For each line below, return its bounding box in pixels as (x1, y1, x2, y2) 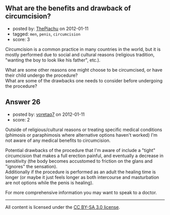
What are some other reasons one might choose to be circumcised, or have (5, 67, 163, 73)
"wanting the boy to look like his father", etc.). (5, 57, 101, 63)
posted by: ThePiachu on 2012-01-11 (12, 25, 89, 32)
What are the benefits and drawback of (5, 4, 131, 13)
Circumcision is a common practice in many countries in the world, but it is (5, 46, 161, 52)
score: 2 (12, 116, 30, 122)
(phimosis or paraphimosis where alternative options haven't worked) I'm (5, 132, 158, 138)
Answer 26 (5, 98, 40, 106)
